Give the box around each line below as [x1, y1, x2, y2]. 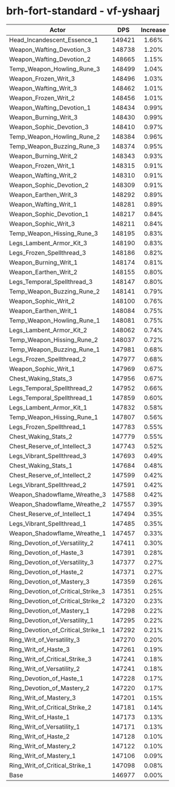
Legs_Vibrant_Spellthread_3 [9, 451, 87, 460]
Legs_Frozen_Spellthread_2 [9, 355, 87, 363]
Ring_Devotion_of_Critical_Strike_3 [9, 587, 106, 595]
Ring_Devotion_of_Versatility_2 [9, 539, 94, 547]
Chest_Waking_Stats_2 [9, 432, 73, 441]
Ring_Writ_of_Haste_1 [9, 713, 70, 721]
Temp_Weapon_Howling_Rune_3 [9, 64, 100, 73]
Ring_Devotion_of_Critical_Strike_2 [9, 597, 106, 605]
